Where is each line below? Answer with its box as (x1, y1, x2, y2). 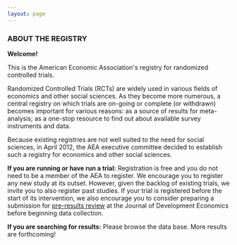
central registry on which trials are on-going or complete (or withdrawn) (7, 99, 217, 108)
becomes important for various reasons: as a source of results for (7, 106, 199, 115)
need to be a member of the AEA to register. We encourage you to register (7, 171, 224, 180)
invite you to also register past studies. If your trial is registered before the (7, 186, 222, 194)
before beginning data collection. (7, 208, 104, 217)
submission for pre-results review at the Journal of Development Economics (7, 201, 229, 210)
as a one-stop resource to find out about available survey (34, 114, 201, 122)
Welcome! (7, 49, 38, 58)
